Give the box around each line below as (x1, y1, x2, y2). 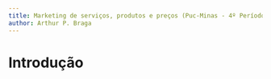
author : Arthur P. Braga (8, 19, 92, 27)
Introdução (8, 53, 84, 72)
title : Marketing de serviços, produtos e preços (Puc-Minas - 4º (8, 11, 236, 20)
